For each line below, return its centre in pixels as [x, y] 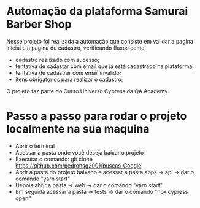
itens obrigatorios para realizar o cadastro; [69, 79]
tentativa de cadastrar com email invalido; [68, 72]
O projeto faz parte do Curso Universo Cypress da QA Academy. [88, 91]
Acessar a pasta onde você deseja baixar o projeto [79, 152]
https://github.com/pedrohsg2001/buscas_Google [78, 165]
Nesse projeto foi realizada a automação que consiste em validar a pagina [100, 41]
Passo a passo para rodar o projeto [97, 116]
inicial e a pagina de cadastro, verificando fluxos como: [76, 48]
